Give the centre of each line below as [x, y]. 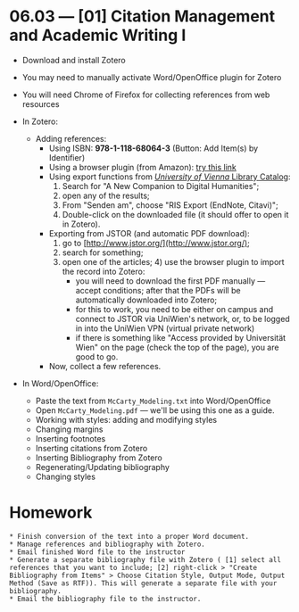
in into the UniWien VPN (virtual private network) [165, 328]
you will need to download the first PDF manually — [170, 281]
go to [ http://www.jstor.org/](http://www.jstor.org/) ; [156, 243]
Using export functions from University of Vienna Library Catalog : [170, 177]
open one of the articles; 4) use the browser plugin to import [173, 261]
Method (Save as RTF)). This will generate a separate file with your [143, 583]
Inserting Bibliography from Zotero [99, 458]
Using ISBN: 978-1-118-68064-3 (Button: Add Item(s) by [154, 148]
